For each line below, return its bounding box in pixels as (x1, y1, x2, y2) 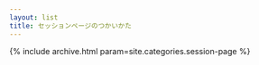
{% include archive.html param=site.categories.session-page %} (9, 45, 251, 56)
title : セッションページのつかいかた (9, 21, 133, 30)
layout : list (9, 12, 59, 22)
